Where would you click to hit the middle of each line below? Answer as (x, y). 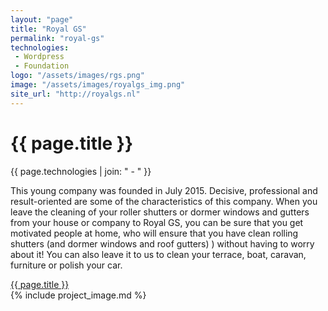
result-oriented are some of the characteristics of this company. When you (164, 201)
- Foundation (42, 66)
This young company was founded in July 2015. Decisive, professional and (164, 190)
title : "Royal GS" (48, 29)
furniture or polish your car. (66, 265)
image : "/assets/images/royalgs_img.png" (98, 85)
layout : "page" (42, 19)
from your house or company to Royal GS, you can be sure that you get (157, 222)
